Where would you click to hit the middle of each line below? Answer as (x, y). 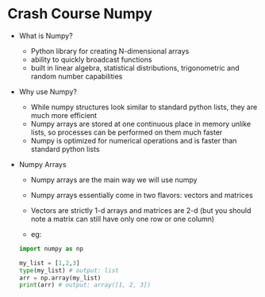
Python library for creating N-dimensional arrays (110, 51)
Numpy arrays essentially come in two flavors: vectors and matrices (142, 195)
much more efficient (63, 115)
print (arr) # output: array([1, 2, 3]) (85, 285)
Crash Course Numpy (80, 14)
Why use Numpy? (48, 91)
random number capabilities (77, 76)
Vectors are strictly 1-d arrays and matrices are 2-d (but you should (141, 210)
